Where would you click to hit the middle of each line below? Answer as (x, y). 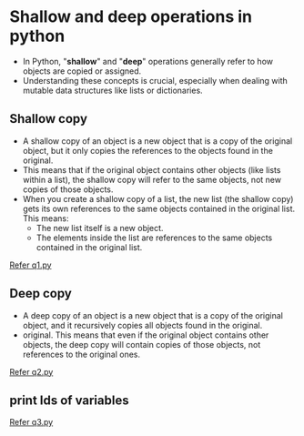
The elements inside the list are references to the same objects (154, 238)
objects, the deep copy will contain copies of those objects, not (142, 344)
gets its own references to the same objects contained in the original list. (159, 208)
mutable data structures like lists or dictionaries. (112, 90)
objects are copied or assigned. (82, 71)
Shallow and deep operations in (131, 17)
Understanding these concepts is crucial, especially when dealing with (155, 80)
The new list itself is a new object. (100, 228)
